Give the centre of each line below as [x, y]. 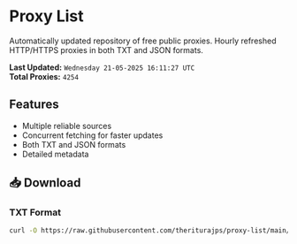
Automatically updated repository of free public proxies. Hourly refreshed [143, 41]
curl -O [23, 231]
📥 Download [45, 183]
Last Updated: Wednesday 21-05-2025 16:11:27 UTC [102, 67]
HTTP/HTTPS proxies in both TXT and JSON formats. [106, 50]
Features [34, 105]
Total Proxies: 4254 [44, 76]
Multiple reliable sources [67, 126]
